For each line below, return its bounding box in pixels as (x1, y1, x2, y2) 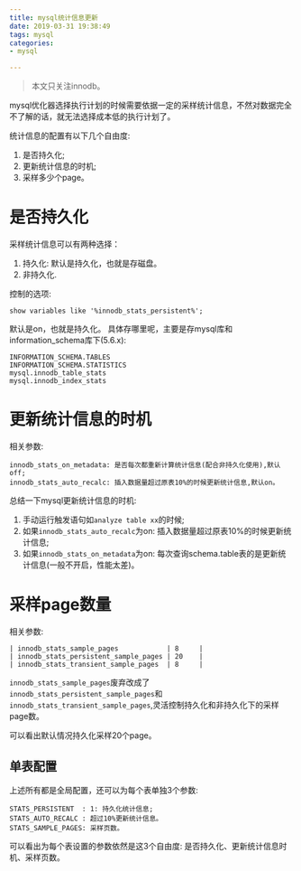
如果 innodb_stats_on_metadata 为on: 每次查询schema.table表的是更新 (22, 548, 278, 558)
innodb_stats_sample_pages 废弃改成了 (9, 677, 150, 688)
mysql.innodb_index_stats (9, 377, 106, 386)
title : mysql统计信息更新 (9, 13, 99, 23)
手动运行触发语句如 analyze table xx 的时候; (22, 514, 185, 525)
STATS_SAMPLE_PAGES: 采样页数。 (9, 823, 124, 832)
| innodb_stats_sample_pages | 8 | (9, 643, 204, 653)
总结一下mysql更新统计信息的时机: (9, 495, 137, 506)
